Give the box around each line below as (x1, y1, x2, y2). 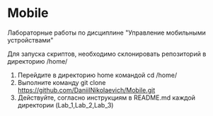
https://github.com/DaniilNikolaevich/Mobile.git (17, 86, 156, 94)
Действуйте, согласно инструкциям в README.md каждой (17, 93, 196, 102)
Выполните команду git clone (17, 78, 106, 86)
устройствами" (7, 35, 54, 44)
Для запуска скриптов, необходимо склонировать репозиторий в (7, 50, 207, 58)
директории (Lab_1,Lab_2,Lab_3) (17, 100, 114, 109)
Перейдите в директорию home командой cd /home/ (17, 71, 178, 79)
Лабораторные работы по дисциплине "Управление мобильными (7, 28, 207, 37)
